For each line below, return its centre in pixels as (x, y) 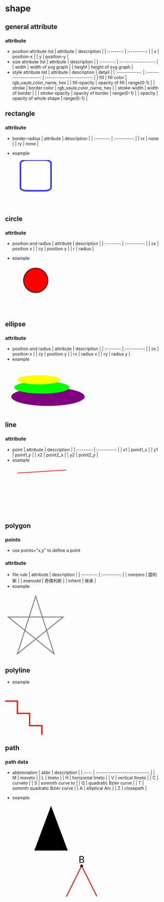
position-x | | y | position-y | (40, 56)
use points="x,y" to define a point (46, 550)
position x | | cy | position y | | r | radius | (53, 249)
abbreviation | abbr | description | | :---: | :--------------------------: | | (83, 773)
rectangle (20, 114)
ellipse (15, 324)
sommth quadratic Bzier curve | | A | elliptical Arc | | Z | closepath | (79, 788)
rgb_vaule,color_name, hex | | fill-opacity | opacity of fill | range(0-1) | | (83, 82)
